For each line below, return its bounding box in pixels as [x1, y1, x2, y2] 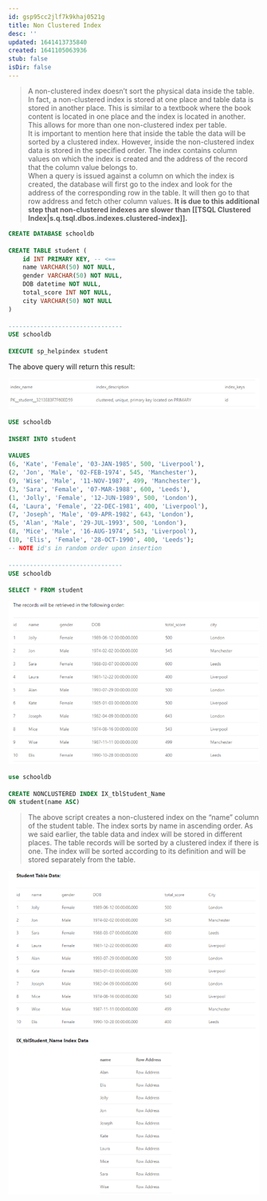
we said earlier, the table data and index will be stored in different [27, 829, 243, 839]
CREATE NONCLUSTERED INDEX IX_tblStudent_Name [8, 790, 166, 797]
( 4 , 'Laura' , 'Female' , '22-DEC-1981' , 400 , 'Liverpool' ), [8, 502, 209, 510]
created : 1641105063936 [8, 46, 88, 55]
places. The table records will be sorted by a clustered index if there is [27, 838, 259, 848]
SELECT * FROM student [8, 586, 84, 594]
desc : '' [8, 30, 37, 37]
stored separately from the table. [27, 855, 136, 864]
